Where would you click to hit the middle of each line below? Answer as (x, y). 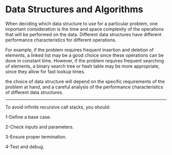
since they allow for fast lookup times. (45, 71)
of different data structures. (34, 92)
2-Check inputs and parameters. (40, 127)
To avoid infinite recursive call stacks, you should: (58, 107)
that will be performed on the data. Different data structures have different (83, 34)
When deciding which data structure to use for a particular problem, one (81, 24)
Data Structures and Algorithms (74, 9)
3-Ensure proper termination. (36, 137)
